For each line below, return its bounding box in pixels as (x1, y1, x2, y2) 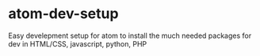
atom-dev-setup (8, 5, 119, 23)
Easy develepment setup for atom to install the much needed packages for (8, 31, 252, 40)
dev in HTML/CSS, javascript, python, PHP (8, 39, 147, 48)
